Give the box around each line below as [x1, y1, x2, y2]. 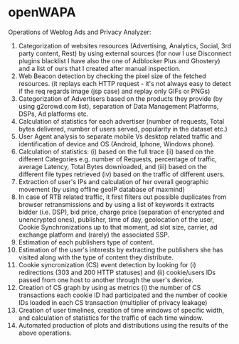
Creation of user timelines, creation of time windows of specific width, [18, 306, 225, 314]
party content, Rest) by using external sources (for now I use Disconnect [18, 49, 232, 58]
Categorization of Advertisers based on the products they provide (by [18, 94, 223, 103]
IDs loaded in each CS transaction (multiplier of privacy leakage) [18, 298, 208, 306]
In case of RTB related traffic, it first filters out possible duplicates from [18, 193, 227, 201]
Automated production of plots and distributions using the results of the [18, 321, 228, 329]
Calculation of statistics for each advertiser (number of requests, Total [18, 117, 225, 125]
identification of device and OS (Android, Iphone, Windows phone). [18, 139, 216, 148]
